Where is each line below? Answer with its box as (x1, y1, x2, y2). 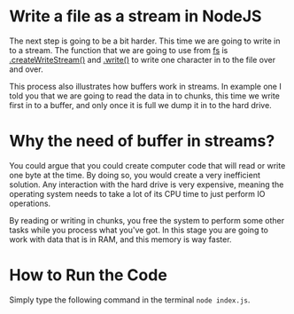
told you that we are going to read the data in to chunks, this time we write (9, 90, 281, 101)
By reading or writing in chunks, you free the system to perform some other (9, 215, 285, 225)
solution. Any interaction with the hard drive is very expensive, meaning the (9, 179, 284, 190)
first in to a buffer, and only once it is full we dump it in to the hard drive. (9, 99, 272, 110)
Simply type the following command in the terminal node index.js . (9, 294, 251, 305)
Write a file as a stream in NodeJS (9, 6, 262, 27)
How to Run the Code (9, 265, 168, 286)
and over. (9, 64, 43, 75)
